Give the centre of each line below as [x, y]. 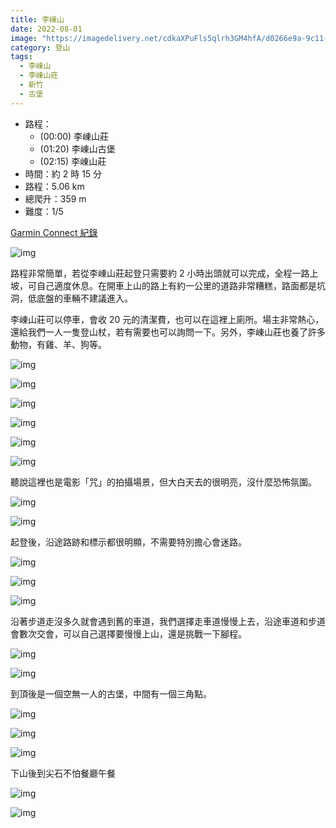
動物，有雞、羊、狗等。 [58, 344]
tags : [21, 57]
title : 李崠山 [37, 19]
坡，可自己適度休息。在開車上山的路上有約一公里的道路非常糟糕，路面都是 [163, 285]
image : [24, 38]
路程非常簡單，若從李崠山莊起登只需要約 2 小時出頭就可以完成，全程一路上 [164, 273]
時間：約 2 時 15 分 [63, 173]
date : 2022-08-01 [46, 29]
